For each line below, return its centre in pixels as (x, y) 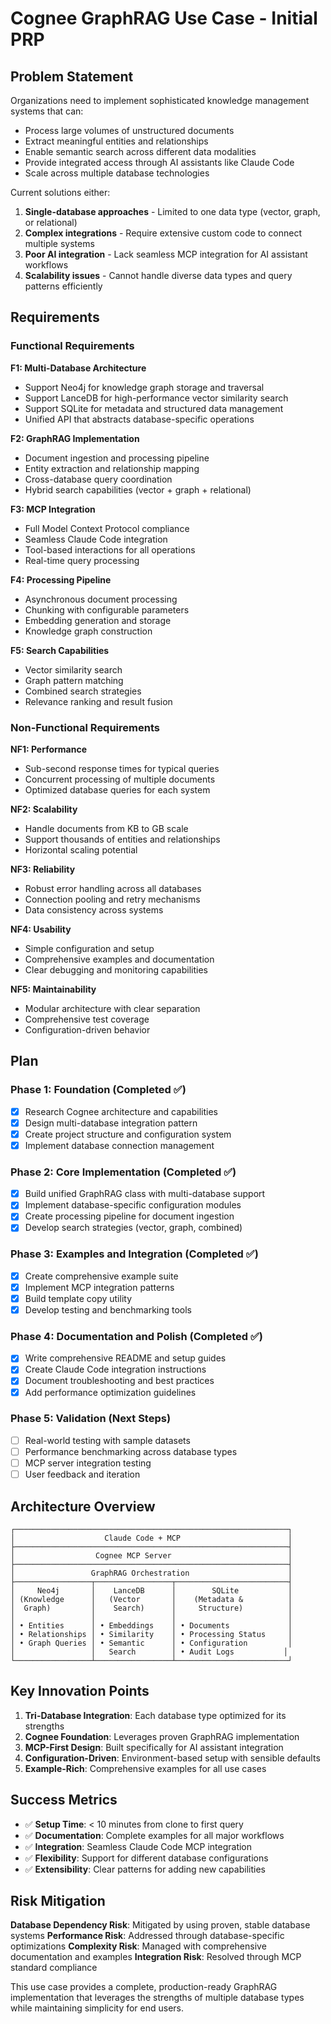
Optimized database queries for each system (117, 789)
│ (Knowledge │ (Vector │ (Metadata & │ (151, 1599)
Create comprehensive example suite (101, 1276)
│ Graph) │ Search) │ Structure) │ (151, 1608)
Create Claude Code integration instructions (115, 1369)
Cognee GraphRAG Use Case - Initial (164, 18)
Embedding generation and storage (98, 620)
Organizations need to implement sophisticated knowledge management (160, 100)
